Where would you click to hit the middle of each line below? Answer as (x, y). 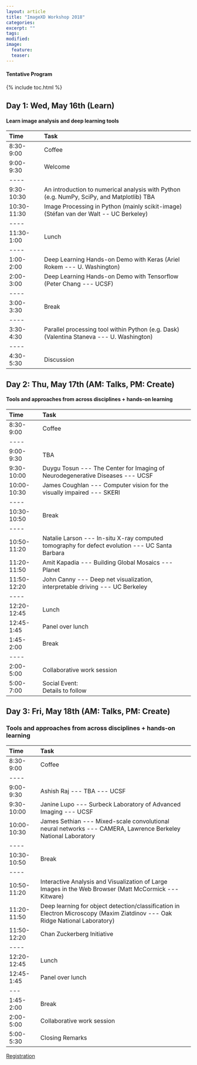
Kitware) (52, 896)
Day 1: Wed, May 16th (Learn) (60, 106)
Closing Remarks (64, 1037)
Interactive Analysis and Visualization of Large (104, 881)
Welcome (57, 167)
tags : (13, 34)
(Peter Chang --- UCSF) (79, 284)
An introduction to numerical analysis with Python (112, 190)
